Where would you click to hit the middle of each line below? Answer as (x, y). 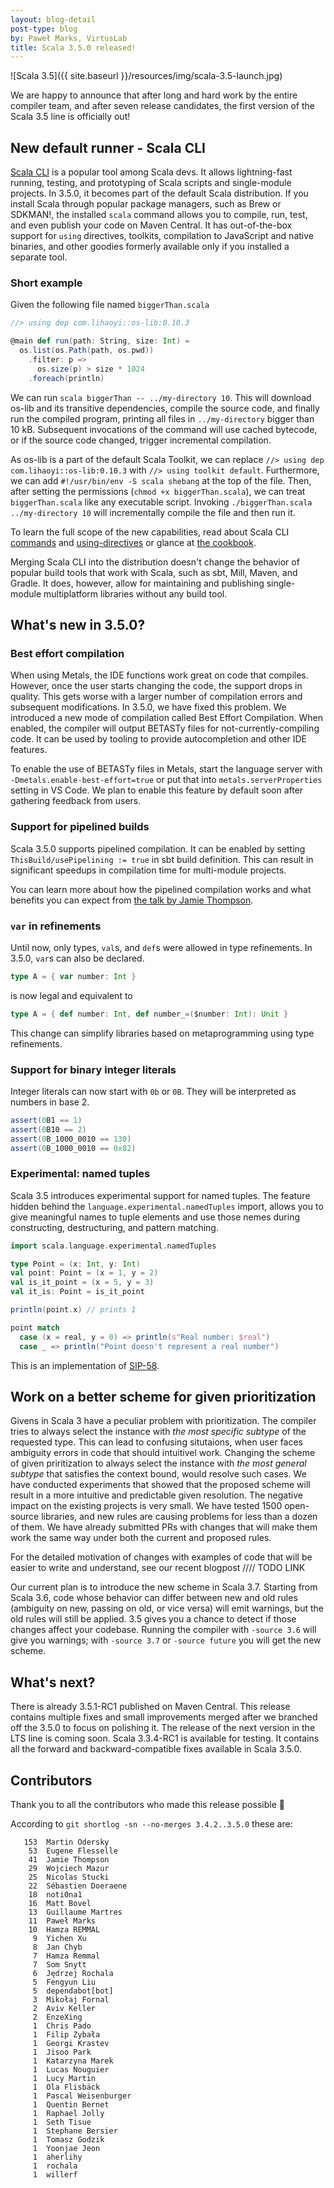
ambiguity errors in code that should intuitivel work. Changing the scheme (163, 1453)
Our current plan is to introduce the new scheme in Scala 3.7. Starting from (164, 1587)
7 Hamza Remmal (66, 1956)
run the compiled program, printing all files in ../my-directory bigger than (162, 418)
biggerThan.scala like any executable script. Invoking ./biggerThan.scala (161, 502)
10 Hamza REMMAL (64, 1930)
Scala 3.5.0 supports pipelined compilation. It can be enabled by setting (158, 848)
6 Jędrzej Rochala (73, 1974)
